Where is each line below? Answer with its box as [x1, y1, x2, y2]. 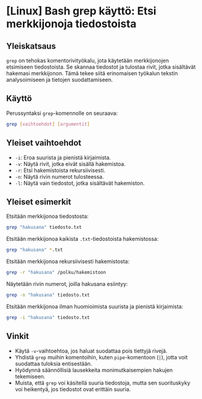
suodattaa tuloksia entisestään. [14, 360, 93, 367]
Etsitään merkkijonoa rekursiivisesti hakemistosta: [6, 258, 130, 265]
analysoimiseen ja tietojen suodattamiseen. [6, 76, 113, 83]
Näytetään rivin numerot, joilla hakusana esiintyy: [6, 280, 128, 287]
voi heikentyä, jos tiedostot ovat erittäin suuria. [14, 385, 131, 392]
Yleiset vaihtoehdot [6, 138, 82, 148]
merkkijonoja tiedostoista [6, 17, 137, 31]
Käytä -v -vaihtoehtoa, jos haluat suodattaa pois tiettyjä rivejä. [14, 347, 168, 354]
